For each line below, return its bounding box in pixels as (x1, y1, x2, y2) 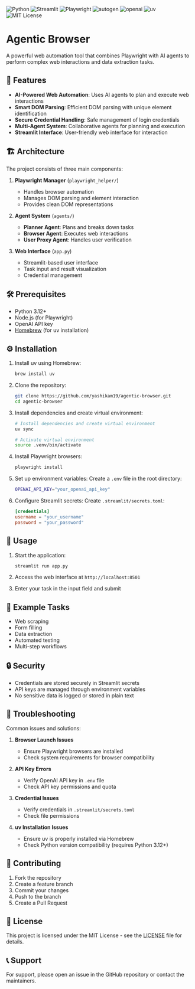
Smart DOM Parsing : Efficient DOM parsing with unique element (14, 103, 172, 110)
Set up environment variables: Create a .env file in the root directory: (14, 475, 182, 482)
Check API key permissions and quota (23, 783, 116, 790)
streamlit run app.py (14, 563, 68, 569)
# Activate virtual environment (14, 437, 95, 443)
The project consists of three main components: (6, 165, 123, 172)
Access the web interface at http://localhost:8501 (14, 573, 141, 581)
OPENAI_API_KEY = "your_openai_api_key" (14, 487, 110, 492)
